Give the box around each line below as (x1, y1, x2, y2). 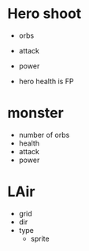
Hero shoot (7, 5, 82, 23)
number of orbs (18, 130, 70, 139)
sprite (30, 234, 50, 243)
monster (7, 104, 64, 122)
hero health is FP (18, 76, 74, 86)
